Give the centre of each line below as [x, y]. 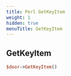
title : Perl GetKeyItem [36, 12]
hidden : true [22, 23]
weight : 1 [18, 17]
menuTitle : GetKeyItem [34, 29]
